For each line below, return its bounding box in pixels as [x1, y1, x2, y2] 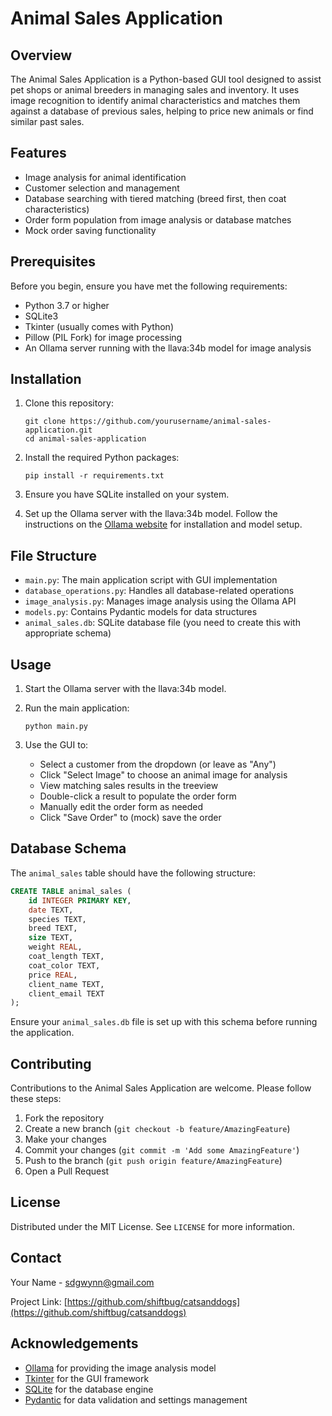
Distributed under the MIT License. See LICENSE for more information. [10, 1220, 295, 1232]
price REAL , [28, 970, 78, 980]
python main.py [24, 722, 89, 732]
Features [10, 145, 67, 162]
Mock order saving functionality [24, 224, 157, 236]
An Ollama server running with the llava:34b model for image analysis [24, 342, 312, 354]
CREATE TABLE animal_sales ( [10, 886, 132, 896]
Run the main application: [24, 702, 130, 714]
